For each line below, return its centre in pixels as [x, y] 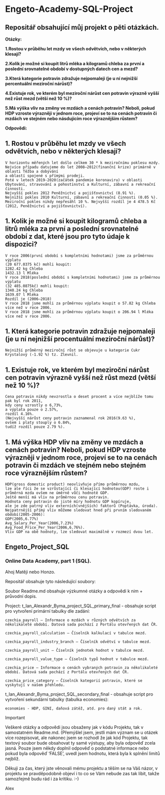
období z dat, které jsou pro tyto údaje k [67, 236]
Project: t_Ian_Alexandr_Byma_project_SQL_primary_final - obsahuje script [81, 606]
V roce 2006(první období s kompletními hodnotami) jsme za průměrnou [79, 255]
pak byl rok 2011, [24, 401]
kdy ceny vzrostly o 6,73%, [34, 405]
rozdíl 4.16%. [20, 414]
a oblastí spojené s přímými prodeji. [45, 176]
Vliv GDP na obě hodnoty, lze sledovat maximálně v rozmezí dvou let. [79, 532]
